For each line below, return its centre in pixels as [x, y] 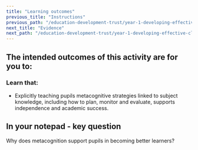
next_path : [19, 33]
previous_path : [25, 22]
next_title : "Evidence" [35, 28]
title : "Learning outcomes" [41, 11]
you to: [19, 66]
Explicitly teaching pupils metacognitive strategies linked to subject [96, 96]
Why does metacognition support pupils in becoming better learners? [90, 141]
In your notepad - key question [64, 127]
